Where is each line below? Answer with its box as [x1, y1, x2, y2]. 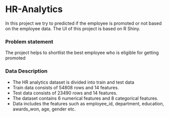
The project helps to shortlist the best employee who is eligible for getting [5, 49, 159, 56]
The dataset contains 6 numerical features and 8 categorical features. [12, 95, 158, 101]
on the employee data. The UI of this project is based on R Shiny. [5, 25, 141, 31]
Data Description [5, 68, 48, 75]
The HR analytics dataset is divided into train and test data [12, 79, 135, 85]
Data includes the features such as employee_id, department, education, [12, 100, 164, 106]
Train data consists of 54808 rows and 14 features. [12, 84, 119, 90]
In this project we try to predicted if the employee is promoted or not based [5, 20, 162, 26]
